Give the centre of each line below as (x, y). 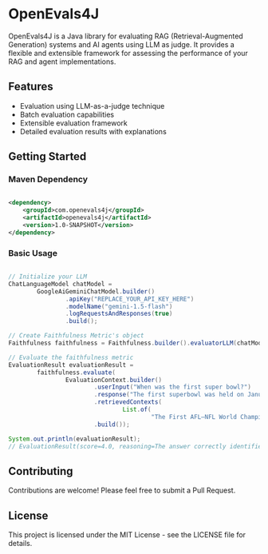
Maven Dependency (48, 179)
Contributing (41, 471)
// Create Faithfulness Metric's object (77, 336)
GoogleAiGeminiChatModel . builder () (96, 291)
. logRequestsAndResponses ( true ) (119, 314)
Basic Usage (33, 253)
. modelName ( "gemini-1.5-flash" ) (119, 306)
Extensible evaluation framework (73, 123)
